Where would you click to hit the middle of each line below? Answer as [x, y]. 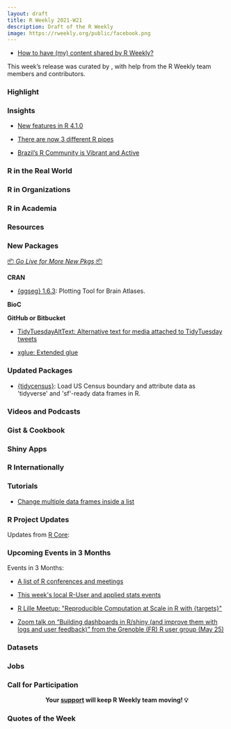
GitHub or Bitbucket [37, 318]
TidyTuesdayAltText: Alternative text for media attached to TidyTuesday [120, 331]
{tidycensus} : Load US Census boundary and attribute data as [106, 386]
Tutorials [23, 486]
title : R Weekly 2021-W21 [45, 20]
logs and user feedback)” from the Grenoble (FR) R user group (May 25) [120, 629]
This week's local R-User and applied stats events [89, 595]
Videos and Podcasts [44, 411]
